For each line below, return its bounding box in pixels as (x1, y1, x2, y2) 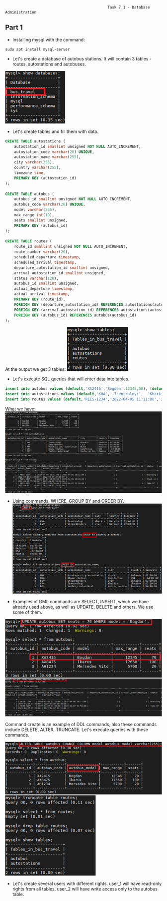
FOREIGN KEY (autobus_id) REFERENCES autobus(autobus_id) (14, 312, 137, 318)
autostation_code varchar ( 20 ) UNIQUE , (14, 149, 94, 154)
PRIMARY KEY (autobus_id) (14, 223, 68, 228)
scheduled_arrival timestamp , (14, 260, 77, 265)
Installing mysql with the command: (12, 36, 85, 42)
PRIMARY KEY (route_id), (14, 297, 66, 302)
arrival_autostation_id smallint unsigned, (14, 270, 106, 275)
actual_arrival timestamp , (14, 292, 70, 297)
